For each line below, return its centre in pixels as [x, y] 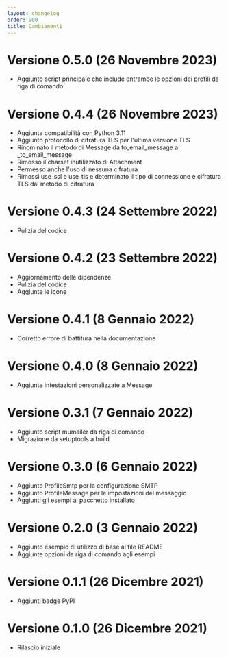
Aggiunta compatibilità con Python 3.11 [72, 133]
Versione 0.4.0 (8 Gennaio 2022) [103, 366]
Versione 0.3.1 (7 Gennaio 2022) [100, 413]
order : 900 [23, 20]
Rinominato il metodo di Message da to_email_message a [98, 147]
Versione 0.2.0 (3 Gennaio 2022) [103, 528]
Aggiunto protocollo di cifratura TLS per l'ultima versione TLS [103, 140]
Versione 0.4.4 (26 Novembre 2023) [113, 114]
